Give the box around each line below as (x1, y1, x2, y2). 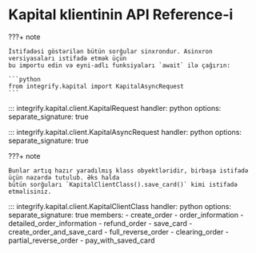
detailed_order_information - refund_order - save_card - (8, 218, 193, 228)
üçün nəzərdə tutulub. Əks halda (8, 173, 120, 181)
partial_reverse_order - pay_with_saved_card (8, 235, 155, 245)
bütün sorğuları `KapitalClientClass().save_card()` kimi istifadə (8, 180, 238, 188)
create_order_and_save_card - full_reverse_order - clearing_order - (8, 227, 230, 236)
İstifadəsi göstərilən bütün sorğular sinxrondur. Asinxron (8, 47, 214, 55)
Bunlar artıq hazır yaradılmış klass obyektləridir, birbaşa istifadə (8, 166, 249, 175)
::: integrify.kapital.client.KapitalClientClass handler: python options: (8, 201, 232, 211)
